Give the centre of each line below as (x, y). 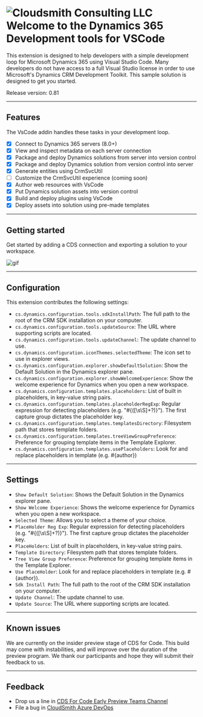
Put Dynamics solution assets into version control (76, 192)
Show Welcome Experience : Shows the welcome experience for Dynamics (105, 507)
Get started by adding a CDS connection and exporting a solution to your (97, 245)
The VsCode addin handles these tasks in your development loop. (88, 132)
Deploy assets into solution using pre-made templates (82, 205)
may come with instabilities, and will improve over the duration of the (92, 649)
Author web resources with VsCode (59, 185)
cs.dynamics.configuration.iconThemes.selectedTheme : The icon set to (103, 352)
